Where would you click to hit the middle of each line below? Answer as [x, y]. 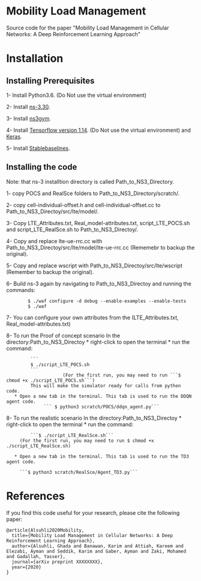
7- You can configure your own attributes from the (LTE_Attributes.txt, [92, 317]
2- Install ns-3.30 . [28, 107]
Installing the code [42, 167]
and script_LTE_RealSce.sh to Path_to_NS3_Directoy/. [72, 229]
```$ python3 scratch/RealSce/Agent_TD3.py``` [79, 472]
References [35, 496]
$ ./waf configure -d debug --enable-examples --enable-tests [107, 301]
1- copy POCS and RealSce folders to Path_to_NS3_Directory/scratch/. [93, 193]
